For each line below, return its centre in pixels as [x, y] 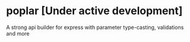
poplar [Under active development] [94, 11]
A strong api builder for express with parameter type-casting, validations [95, 27]
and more [18, 33]
